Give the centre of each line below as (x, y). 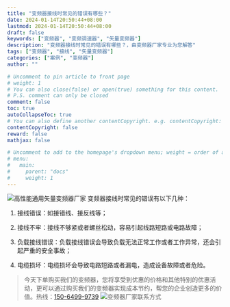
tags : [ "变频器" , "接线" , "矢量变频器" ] (60, 52)
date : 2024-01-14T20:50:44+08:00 (55, 20)
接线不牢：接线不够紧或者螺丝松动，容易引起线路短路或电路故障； (110, 227)
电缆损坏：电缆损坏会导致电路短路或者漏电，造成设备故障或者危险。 (113, 265)
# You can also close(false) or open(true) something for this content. (113, 90)
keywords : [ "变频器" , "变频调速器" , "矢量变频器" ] (74, 39)
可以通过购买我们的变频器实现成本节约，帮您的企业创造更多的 (129, 288)
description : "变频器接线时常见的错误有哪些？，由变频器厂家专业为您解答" (102, 45)
